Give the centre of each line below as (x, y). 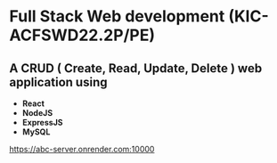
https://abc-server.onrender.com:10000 (82, 149)
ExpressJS (42, 122)
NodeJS (37, 113)
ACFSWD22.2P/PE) (82, 35)
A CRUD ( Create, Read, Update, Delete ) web (136, 68)
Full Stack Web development (117, 16)
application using (58, 82)
